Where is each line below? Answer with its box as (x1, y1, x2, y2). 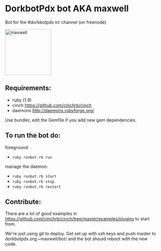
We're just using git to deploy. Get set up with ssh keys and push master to (5, 231, 156, 237)
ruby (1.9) (12, 97, 32, 103)
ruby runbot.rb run (12, 155, 53, 160)
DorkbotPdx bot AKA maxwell (5, 3, 129, 14)
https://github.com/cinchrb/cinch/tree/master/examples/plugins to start (5, 216, 150, 222)
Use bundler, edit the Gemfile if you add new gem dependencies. (5, 117, 136, 123)
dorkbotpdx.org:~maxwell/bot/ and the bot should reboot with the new (5, 236, 148, 242)
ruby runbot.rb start (12, 174, 56, 179)
